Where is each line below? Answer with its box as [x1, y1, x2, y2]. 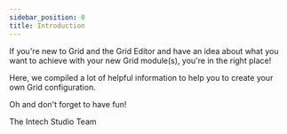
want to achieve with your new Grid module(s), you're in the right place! [9, 55, 272, 66]
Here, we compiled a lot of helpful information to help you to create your [9, 72, 274, 83]
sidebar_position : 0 [9, 12, 86, 22]
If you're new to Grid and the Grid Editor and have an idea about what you [9, 45, 279, 56]
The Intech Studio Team [9, 116, 97, 127]
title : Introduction [9, 21, 86, 30]
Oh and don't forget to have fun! [9, 99, 127, 109]
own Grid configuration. [9, 82, 96, 92]
